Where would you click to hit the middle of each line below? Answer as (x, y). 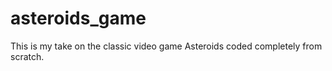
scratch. (27, 56)
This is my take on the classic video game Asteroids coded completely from (166, 46)
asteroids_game (78, 18)
